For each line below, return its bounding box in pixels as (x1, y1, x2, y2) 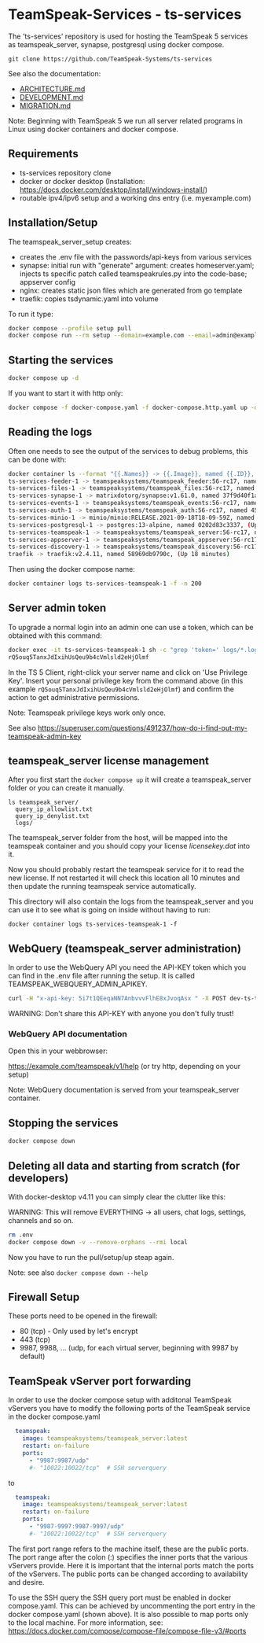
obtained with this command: (8, 631, 102, 640)
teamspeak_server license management (8, 754, 210, 768)
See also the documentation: (8, 68, 101, 78)
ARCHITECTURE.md (19, 84, 86, 94)
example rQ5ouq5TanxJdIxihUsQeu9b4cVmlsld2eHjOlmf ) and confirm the (8, 684, 234, 694)
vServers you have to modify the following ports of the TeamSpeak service (8, 1404, 251, 1413)
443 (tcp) (19, 1335, 51, 1344)
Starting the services (8, 353, 114, 367)
